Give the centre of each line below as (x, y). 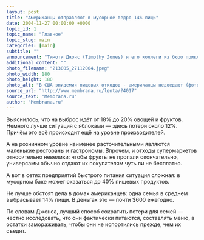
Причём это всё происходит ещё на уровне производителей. (86, 132)
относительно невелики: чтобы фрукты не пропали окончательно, (92, 157)
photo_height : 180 (29, 79)
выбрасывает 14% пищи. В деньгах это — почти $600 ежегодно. (90, 199)
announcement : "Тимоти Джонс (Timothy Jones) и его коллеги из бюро (95, 57)
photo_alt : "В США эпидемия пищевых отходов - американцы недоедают (95, 85)
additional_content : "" (36, 62)
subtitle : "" (23, 52)
